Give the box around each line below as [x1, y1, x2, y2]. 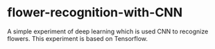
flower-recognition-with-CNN [7, 5, 183, 20]
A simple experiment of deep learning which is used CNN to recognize [7, 27, 209, 35]
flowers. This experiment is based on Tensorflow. [7, 34, 148, 42]
